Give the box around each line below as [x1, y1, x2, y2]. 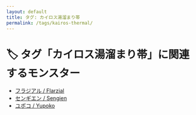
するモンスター [6, 66, 80, 80]
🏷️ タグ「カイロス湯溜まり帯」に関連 [6, 47, 190, 61]
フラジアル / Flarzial [14, 87, 65, 95]
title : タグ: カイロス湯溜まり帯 [6, 14, 80, 20]
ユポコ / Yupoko [14, 102, 55, 110]
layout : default [6, 8, 47, 15]
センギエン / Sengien [14, 95, 68, 102]
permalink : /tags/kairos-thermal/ [6, 20, 93, 26]
